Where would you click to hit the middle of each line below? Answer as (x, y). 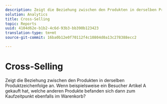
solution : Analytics (27, 14)
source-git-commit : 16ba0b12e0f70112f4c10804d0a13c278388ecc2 (71, 38)
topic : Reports (21, 24)
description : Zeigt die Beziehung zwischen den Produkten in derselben (81, 10)
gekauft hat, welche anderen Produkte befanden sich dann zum (70, 91)
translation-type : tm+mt (31, 33)
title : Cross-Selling (28, 19)
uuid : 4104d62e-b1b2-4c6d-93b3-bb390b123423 (52, 28)
